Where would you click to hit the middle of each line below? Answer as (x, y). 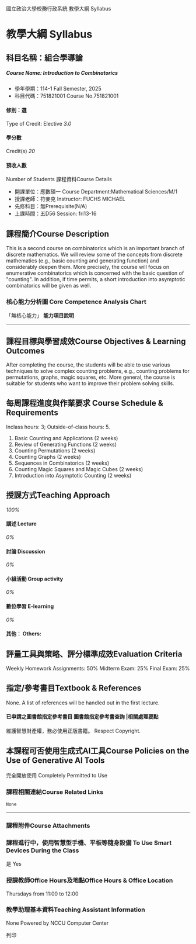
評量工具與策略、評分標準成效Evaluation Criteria (94, 654)
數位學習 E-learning (30, 606)
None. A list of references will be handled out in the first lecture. (83, 703)
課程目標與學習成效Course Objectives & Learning (96, 341)
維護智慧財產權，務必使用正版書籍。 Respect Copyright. (73, 731)
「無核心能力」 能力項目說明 (40, 316)
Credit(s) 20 (20, 151)
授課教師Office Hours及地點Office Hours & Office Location (90, 880)
